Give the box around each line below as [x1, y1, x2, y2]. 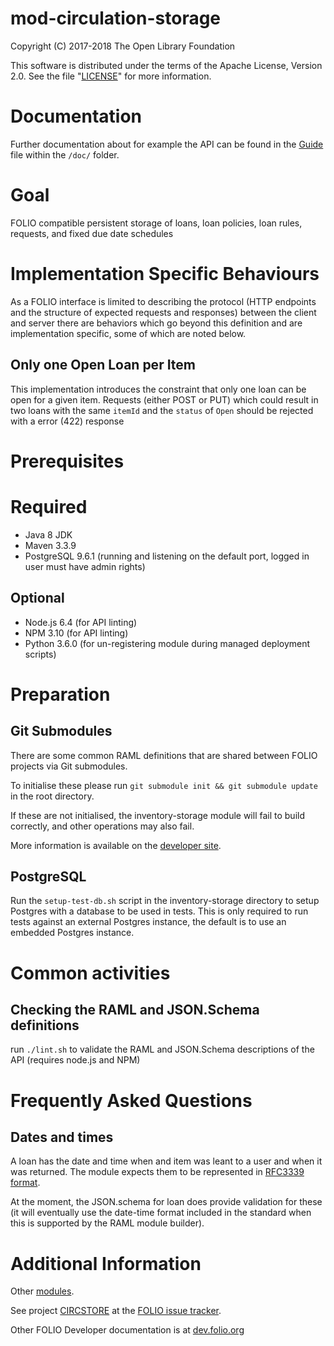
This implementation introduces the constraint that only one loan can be [10, 383, 307, 395]
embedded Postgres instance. [10, 927, 135, 939]
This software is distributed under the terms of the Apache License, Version [10, 59, 323, 71]
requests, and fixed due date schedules [10, 227, 174, 239]
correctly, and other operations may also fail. [10, 820, 195, 832]
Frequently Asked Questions [10, 1089, 253, 1112]
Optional [10, 590, 65, 607]
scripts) [24, 648, 57, 660]
